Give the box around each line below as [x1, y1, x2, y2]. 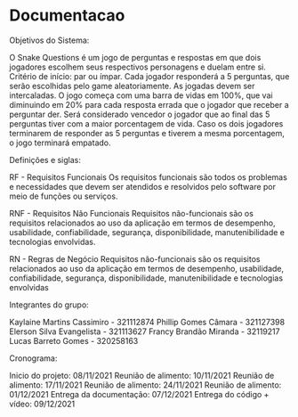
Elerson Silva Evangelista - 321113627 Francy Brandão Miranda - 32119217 [9, 326, 280, 337]
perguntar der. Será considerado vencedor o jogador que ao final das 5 [9, 109, 270, 119]
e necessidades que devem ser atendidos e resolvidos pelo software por [9, 181, 277, 192]
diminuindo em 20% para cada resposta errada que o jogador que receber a [9, 99, 289, 110]
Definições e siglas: [9, 154, 82, 165]
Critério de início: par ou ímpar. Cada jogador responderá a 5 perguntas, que [9, 70, 290, 81]
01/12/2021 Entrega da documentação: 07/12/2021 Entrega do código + [9, 388, 270, 399]
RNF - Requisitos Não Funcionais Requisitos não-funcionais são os [9, 208, 254, 218]
